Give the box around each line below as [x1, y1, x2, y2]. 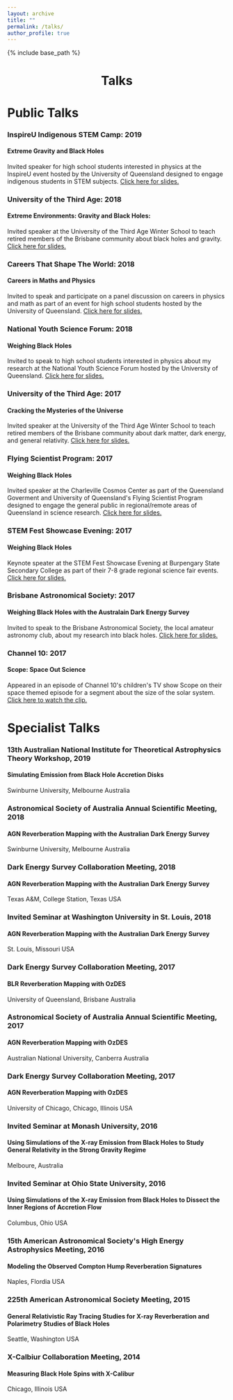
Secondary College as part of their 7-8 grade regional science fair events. [7, 566, 219, 574]
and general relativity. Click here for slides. [7, 436, 130, 445]
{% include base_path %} [7, 49, 81, 57]
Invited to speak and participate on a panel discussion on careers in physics [7, 292, 225, 300]
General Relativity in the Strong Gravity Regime [7, 1145, 147, 1154]
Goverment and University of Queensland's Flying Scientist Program [7, 494, 203, 502]
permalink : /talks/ [7, 23, 64, 30]
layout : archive [7, 10, 54, 17]
